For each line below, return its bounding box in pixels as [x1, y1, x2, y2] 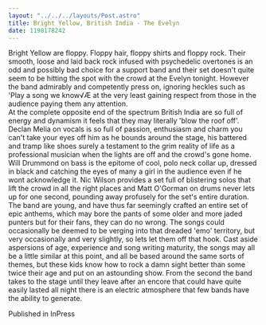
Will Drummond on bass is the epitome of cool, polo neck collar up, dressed [8, 159, 257, 168]
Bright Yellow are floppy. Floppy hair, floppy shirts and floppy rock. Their [8, 49, 246, 58]
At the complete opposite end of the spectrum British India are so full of [8, 108, 244, 117]
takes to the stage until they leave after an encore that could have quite [8, 276, 241, 287]
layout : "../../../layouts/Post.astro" [8, 11, 141, 20]
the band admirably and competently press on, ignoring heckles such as [8, 82, 245, 92]
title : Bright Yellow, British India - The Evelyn [8, 19, 180, 27]
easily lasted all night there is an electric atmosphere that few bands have [8, 285, 249, 295]
